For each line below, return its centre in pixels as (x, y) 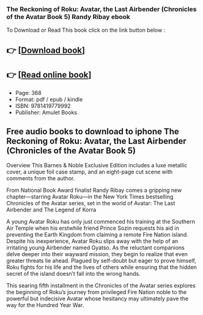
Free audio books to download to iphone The (93, 131)
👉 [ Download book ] (46, 50)
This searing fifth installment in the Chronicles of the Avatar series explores (101, 286)
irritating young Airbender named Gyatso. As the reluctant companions (96, 248)
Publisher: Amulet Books (46, 112)
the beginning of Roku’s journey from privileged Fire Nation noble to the (97, 292)
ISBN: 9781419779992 (43, 105)
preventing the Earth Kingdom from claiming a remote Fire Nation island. (97, 235)
